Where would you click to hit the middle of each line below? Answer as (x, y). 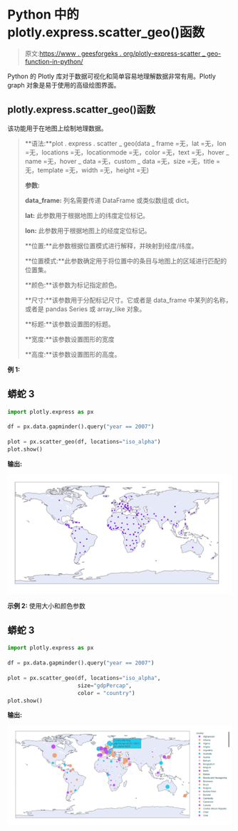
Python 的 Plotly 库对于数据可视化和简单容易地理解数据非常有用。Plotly (112, 76)
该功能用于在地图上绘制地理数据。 (57, 128)
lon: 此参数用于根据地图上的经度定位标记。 (88, 230)
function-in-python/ (54, 61)
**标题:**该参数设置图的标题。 (69, 324)
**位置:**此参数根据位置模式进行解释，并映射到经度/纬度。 (111, 246)
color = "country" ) (106, 693)
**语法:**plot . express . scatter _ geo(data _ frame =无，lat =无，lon (125, 143)
